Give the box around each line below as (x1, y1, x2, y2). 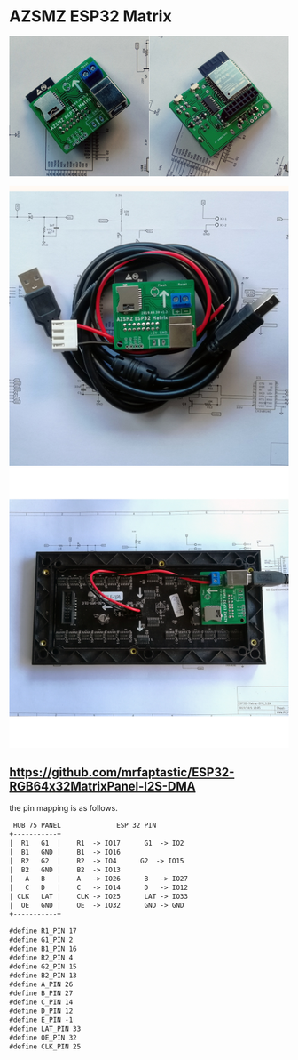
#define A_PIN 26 (9, 980, 74, 989)
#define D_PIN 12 (9, 1007, 74, 1016)
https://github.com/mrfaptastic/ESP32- (9, 765, 235, 780)
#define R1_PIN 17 (9, 927, 77, 936)
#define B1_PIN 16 (9, 944, 77, 953)
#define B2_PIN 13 (9, 971, 77, 980)
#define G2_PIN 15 (9, 962, 77, 971)
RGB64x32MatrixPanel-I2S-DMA (9, 779, 196, 794)
